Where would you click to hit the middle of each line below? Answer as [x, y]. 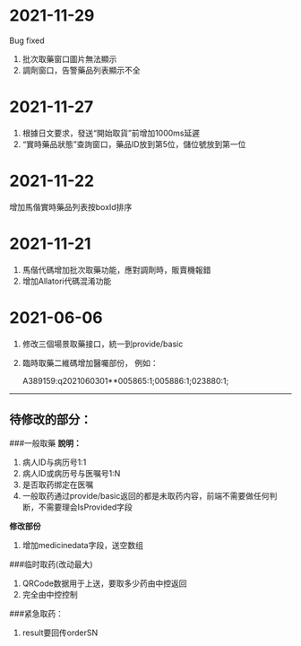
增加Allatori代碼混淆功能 [67, 281]
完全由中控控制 [50, 594]
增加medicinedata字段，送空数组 [82, 545]
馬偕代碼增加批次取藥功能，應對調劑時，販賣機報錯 [116, 269]
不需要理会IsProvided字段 [85, 507]
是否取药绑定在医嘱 [58, 484]
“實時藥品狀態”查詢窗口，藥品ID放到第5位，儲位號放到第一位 [134, 144]
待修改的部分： [51, 419]
